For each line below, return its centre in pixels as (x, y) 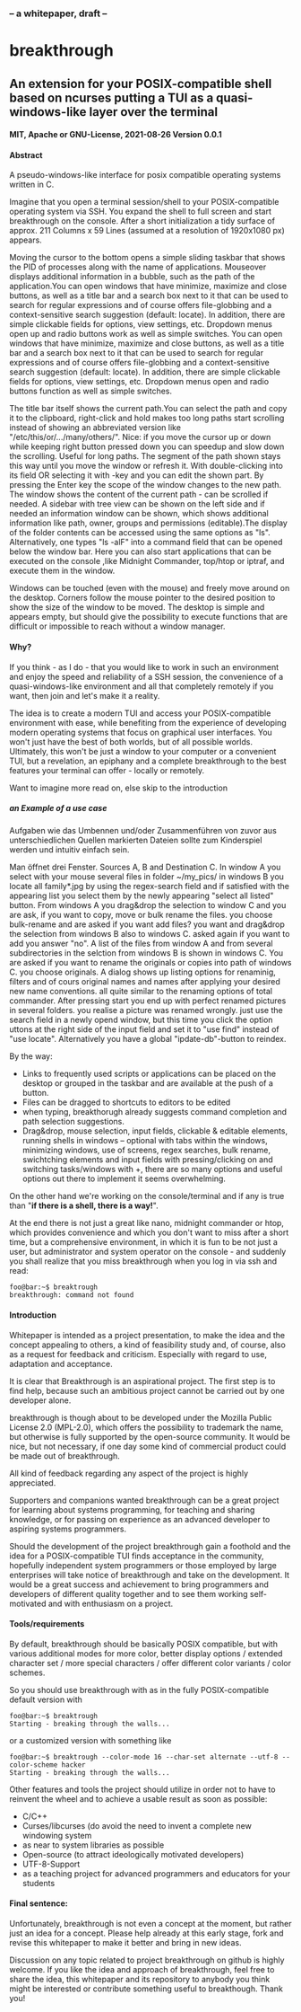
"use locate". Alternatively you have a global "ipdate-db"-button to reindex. (148, 1039)
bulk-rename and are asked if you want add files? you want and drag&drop (147, 924)
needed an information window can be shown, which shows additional (139, 514)
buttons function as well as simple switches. (91, 391)
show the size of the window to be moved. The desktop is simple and (137, 607)
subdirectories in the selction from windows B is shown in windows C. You (146, 953)
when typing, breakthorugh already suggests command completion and (155, 1112)
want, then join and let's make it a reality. (85, 695)
